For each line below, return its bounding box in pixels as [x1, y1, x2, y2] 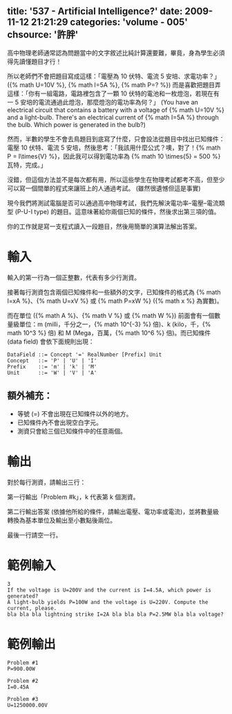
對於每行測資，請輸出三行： [7, 478, 86, 486]
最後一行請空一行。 [7, 530, 62, 539]
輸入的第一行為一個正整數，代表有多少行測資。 [7, 273, 140, 281]
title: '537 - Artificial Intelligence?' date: [7, 6, 183, 17]
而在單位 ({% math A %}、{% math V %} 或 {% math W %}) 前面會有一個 [7, 311, 215, 319]
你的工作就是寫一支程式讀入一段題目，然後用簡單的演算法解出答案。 [7, 222, 201, 231]
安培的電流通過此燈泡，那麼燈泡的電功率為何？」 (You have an [20, 98, 199, 106]
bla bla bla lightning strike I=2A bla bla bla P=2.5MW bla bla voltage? [7, 611, 224, 618]
